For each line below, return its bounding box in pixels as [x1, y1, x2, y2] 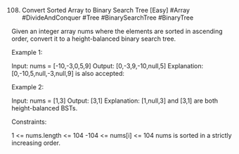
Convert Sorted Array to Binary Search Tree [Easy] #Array [21, 6, 190, 14]
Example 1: [11, 49, 43, 56]
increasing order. [11, 139, 61, 147]
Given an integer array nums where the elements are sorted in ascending [11, 27, 223, 35]
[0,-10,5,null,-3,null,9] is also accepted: [11, 70, 125, 77]
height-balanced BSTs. [11, 104, 78, 112]
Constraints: [11, 117, 47, 126]
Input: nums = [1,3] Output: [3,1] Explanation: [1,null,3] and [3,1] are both [11, 96, 219, 105]
